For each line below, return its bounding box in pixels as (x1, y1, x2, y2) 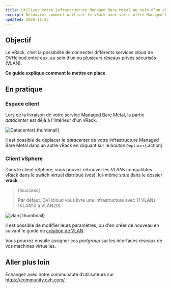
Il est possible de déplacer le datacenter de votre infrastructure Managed (5, 137, 159, 143)
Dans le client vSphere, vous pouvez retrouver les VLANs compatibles (5, 167, 153, 173)
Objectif (5, 36, 32, 44)
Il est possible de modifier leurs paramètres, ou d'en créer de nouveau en (5, 222, 159, 228)
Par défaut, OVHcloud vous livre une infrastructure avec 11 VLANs (17, 197, 156, 203)
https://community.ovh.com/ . (5, 276, 66, 283)
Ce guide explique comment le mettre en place (5, 70, 106, 76)
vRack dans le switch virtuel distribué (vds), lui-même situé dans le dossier (5, 172, 163, 178)
